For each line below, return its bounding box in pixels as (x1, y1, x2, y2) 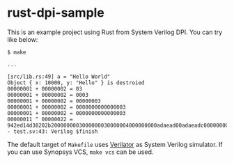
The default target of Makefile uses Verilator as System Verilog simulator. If (7, 140, 223, 148)
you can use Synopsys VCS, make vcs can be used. (7, 148, 154, 156)
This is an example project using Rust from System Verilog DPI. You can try (7, 28, 223, 36)
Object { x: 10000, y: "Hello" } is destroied (7, 79, 145, 86)
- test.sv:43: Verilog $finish (7, 127, 98, 135)
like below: (7, 35, 38, 43)
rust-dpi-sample (7, 5, 104, 21)
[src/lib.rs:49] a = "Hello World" (7, 73, 111, 80)
